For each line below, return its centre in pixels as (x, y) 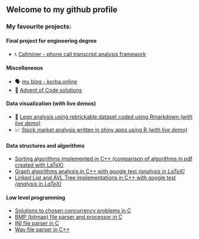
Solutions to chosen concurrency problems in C (73, 211)
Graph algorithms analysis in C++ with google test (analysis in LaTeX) (100, 171)
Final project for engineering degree (51, 40)
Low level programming (36, 197)
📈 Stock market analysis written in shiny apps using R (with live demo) (101, 129)
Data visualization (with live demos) (51, 104)
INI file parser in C (37, 223)
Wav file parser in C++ (42, 230)
